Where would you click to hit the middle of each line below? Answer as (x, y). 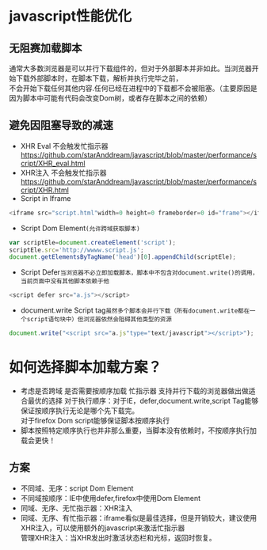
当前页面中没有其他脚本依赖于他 (65, 282)
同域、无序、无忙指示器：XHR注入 (76, 508)
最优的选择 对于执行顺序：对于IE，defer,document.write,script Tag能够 (143, 401)
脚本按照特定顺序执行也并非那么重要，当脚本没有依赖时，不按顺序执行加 (138, 431)
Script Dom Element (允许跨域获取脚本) (80, 228)
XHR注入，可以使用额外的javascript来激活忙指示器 (103, 528)
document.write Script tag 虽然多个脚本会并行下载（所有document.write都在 (135, 310)
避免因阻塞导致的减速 (61, 125)
